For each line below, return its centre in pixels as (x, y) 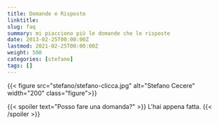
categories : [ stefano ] (40, 59)
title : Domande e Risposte (47, 14)
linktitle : (23, 20)
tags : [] (20, 66)
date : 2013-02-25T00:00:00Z (48, 40)
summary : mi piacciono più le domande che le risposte (89, 33)
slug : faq (22, 27)
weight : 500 (24, 53)
